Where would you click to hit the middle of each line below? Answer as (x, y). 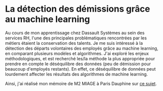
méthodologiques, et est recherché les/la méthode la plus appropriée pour (80, 58)
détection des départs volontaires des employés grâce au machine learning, (82, 48)
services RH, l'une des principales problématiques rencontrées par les (76, 38)
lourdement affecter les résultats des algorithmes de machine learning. (77, 74)
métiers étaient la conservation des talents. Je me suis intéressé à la (74, 43)
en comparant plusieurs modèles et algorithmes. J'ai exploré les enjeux (77, 53)
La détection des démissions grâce (78, 9)
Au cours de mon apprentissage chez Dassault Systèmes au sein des (75, 33)
